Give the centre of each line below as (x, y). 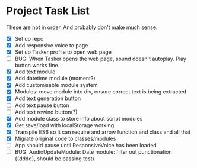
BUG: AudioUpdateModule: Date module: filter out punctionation (93, 151)
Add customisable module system (56, 85)
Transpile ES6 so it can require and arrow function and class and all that (103, 132)
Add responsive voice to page (51, 45)
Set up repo (29, 38)
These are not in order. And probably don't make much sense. (82, 27)
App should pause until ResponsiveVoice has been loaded (85, 145)
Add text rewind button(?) (46, 112)
